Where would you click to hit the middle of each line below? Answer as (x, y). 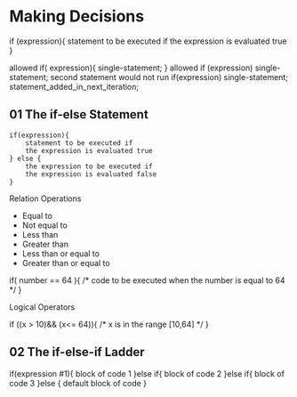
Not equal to (45, 225)
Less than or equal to (61, 253)
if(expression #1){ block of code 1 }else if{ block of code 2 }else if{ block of (147, 373)
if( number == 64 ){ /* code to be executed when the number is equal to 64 (147, 280)
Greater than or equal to (66, 263)
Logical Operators (42, 307)
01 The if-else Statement (79, 114)
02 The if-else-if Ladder (77, 352)
